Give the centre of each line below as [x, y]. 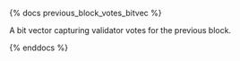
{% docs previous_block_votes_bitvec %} [86, 13]
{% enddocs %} [39, 48]
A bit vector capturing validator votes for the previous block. [120, 30]
